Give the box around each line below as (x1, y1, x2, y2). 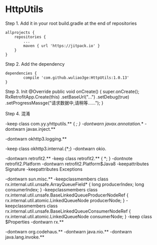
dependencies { (5, 71, 37, 76)
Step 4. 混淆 (5, 110, 30, 117)
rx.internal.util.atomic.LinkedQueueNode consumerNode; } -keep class (5, 213, 152, 219)
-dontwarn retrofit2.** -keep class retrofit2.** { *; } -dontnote (5, 155, 133, 161)
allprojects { (5, 30, 35, 35)
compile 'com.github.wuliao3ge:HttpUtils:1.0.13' (23, 75, 129, 80)
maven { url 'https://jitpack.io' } (23, 43, 100, 48)
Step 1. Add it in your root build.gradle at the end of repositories (5, 20, 137, 26)
